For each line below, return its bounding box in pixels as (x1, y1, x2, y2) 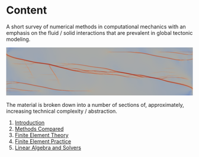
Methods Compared (14, 125, 64, 132)
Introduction (14, 119, 45, 126)
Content (6, 4, 47, 17)
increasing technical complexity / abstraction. (6, 107, 117, 115)
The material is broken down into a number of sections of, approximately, (6, 101, 185, 108)
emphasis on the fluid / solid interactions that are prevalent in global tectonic (6, 29, 193, 36)
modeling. (6, 35, 31, 42)
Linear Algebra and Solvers (14, 144, 82, 151)
